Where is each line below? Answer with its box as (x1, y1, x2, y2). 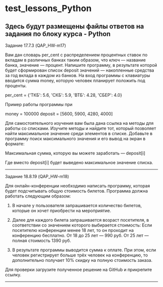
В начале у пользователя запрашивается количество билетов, (12, 203, 142, 208)
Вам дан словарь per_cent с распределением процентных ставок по (5, 52, 148, 58)
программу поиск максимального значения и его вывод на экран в (5, 136, 146, 141)
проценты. (5, 83, 27, 89)
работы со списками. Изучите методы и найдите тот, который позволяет (5, 125, 156, 131)
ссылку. (5, 272, 22, 277)
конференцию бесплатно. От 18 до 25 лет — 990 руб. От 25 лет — (12, 233, 149, 238)
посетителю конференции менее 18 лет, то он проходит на (12, 227, 134, 233)
